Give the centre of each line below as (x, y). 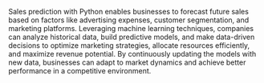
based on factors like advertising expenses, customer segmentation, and (129, 20)
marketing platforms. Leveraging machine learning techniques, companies (131, 28)
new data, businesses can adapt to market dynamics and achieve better (127, 62)
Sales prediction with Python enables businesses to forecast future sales (128, 12)
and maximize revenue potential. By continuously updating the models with (132, 54)
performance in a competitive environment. (80, 71)
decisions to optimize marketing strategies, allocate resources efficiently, (129, 45)
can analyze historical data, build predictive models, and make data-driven (132, 37)
